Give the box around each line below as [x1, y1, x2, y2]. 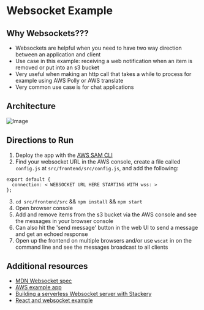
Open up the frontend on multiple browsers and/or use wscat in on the [15, 236, 192, 244]
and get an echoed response [15, 230, 88, 238]
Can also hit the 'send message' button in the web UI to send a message [15, 224, 198, 231]
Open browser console [15, 204, 74, 211]
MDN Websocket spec [15, 277, 72, 285]
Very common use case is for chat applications [15, 83, 134, 91]
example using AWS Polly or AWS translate [15, 77, 124, 84]
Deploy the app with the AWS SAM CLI [15, 151, 113, 159]
